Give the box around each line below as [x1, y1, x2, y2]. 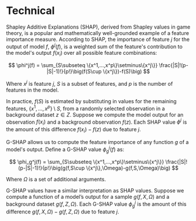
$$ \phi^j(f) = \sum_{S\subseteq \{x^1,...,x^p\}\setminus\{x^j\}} [8, 62, 158, 69]
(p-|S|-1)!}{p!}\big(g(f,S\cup [18, 164, 85, 171]
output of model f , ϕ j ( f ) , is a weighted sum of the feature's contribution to [6, 42, 183, 50]
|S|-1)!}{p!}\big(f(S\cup [46, 68, 102, 75]
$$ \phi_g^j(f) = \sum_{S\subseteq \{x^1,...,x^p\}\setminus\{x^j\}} [9, 159, 164, 166]
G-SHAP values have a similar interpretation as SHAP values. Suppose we [6, 187, 184, 194]
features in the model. [6, 86, 59, 94]
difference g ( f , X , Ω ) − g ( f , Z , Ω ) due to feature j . [6, 208, 119, 215]
